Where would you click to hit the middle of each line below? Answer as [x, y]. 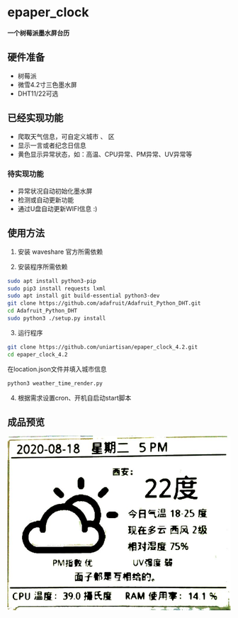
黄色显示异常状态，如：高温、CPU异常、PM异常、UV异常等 [105, 154]
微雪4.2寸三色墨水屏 [47, 84]
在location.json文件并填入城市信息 [57, 369]
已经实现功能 [35, 118]
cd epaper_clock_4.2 [38, 354]
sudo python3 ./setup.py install [57, 319]
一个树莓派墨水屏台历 [38, 33]
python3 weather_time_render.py [55, 383]
